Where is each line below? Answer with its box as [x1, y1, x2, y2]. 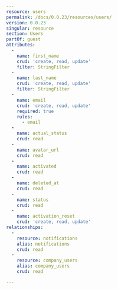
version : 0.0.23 [6, 20, 46, 26]
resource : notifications [17, 235, 78, 241]
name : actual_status [17, 130, 67, 137]
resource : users [6, 8, 46, 15]
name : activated [17, 164, 57, 169]
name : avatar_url [17, 147, 60, 153]
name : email [17, 97, 46, 103]
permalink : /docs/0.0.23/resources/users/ [6, 14, 112, 20]
